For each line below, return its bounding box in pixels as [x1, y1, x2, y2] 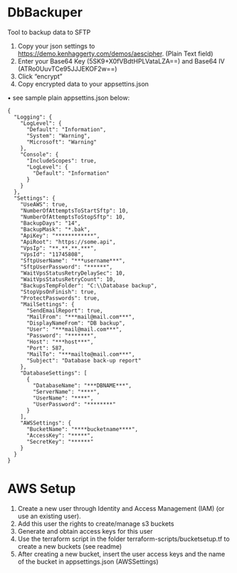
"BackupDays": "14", [20, 219, 81, 227]
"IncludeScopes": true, [26, 157, 98, 164]
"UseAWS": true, [20, 201, 69, 208]
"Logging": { [14, 113, 53, 121]
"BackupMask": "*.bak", [20, 225, 91, 233]
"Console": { [20, 151, 59, 158]
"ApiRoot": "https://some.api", [20, 238, 116, 245]
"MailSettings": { [20, 300, 75, 308]
